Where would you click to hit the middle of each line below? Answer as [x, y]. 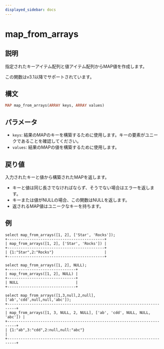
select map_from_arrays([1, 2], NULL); [46, 265]
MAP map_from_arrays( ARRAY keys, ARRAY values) [55, 106]
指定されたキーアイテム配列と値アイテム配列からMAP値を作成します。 [76, 66]
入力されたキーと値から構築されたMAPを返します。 [57, 177]
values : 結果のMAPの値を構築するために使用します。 [66, 147]
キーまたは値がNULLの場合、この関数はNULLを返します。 [71, 200]
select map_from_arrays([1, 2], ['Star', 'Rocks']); [60, 235]
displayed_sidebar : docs [31, 10]
